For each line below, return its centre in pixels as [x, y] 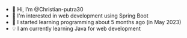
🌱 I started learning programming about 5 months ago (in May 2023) [97, 22]
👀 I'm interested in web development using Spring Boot [80, 16]
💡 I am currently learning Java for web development [76, 28]
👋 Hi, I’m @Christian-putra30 [48, 9]
